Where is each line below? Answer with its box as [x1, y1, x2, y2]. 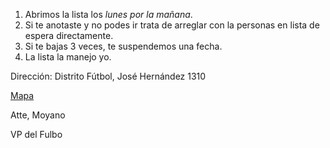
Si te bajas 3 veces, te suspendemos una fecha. [24, 40, 223, 52]
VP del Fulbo [10, 129, 63, 140]
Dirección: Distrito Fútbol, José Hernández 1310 [10, 70, 207, 82]
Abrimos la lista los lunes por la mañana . [24, 9, 193, 20]
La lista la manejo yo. [24, 51, 112, 63]
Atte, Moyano [10, 109, 66, 121]
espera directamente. [24, 30, 114, 41]
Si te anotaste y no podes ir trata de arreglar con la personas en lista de [24, 19, 320, 31]
